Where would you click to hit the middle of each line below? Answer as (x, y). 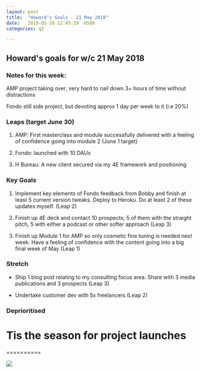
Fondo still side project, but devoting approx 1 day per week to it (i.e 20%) (97, 106)
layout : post (22, 12)
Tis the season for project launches (96, 335)
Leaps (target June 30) (40, 122)
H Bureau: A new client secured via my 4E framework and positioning (101, 165)
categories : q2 (25, 29)
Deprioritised (26, 311)
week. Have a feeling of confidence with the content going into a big (99, 242)
